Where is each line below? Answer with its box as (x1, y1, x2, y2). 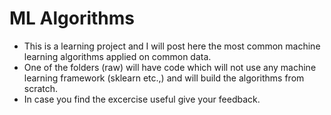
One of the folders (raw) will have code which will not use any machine (23, 61, 317, 73)
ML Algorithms (9, 7, 136, 30)
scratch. (23, 82, 59, 94)
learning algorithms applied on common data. (23, 50, 212, 62)
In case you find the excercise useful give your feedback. (23, 93, 261, 105)
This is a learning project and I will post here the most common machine (23, 40, 321, 52)
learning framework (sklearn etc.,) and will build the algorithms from (23, 72, 305, 84)
